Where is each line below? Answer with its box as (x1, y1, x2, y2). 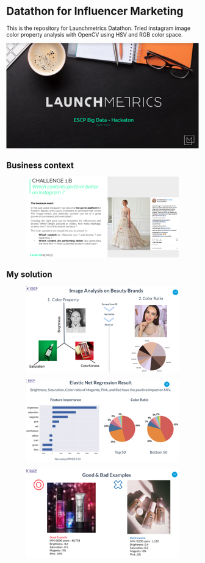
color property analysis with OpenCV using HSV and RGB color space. (6, 30, 183, 38)
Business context (6, 160, 74, 170)
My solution (6, 270, 53, 280)
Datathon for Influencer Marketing (6, 4, 184, 18)
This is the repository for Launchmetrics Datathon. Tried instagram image (6, 24, 191, 32)
